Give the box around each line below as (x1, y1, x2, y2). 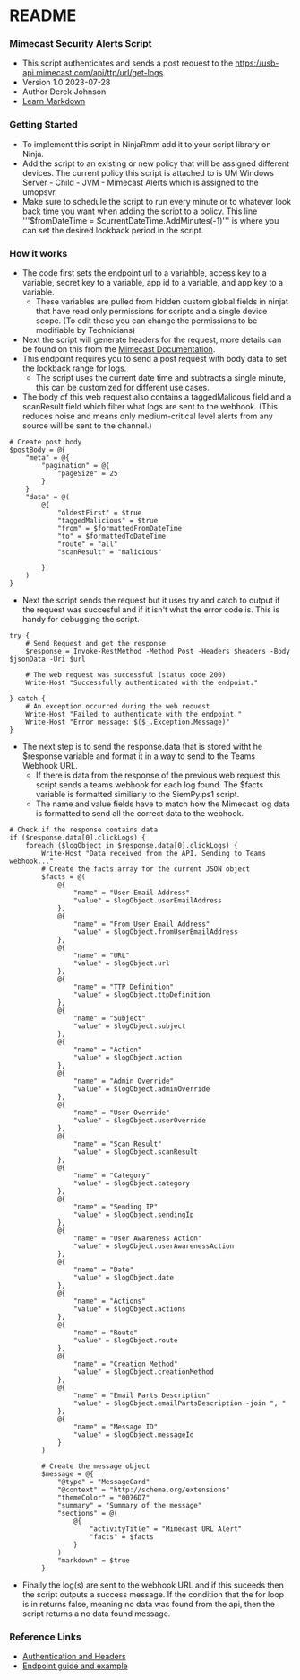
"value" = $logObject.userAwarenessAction (73, 1242, 235, 1251)
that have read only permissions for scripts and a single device (35, 306, 268, 317)
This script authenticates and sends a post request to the (21, 57, 234, 68)
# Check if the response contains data (9, 825, 159, 835)
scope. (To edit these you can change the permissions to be (35, 315, 258, 326)
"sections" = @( (56, 1509, 118, 1518)
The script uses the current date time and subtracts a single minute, (35, 373, 287, 383)
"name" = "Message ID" (73, 1422, 159, 1432)
